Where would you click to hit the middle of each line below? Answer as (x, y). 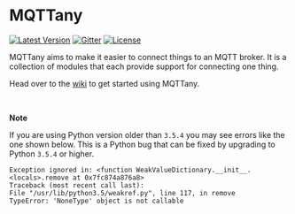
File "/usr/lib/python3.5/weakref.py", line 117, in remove (123, 193)
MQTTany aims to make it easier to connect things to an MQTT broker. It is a (148, 57)
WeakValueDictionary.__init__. (194, 170)
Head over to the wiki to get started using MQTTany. (105, 83)
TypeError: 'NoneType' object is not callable (97, 201)
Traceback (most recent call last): (77, 185)
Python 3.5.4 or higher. (52, 153)
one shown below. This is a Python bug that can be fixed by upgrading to (143, 144)
